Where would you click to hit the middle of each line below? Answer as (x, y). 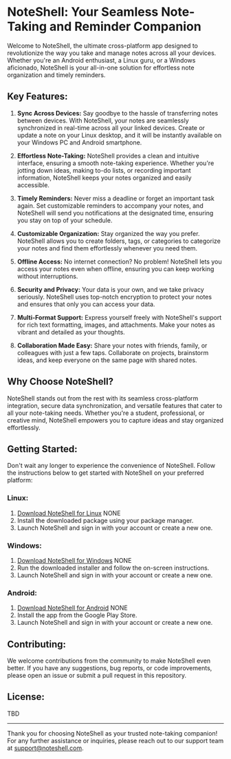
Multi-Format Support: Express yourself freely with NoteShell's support (119, 317)
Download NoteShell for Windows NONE (74, 560)
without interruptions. (47, 276)
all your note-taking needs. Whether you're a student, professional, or (106, 413)
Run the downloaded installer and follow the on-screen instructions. (113, 568)
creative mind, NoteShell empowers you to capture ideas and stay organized (115, 420)
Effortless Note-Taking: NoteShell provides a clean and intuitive (108, 156)
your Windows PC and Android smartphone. (79, 142)
